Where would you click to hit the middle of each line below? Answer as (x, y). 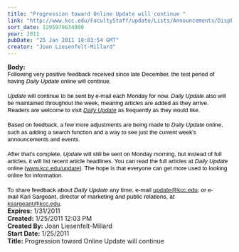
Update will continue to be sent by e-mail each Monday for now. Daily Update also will (117, 96)
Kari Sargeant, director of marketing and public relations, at (97, 197)
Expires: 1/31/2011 (34, 211)
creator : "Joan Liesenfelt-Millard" (62, 47)
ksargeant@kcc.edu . (34, 203)
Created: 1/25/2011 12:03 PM (50, 219)
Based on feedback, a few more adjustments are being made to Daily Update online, (115, 125)
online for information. (36, 176)
